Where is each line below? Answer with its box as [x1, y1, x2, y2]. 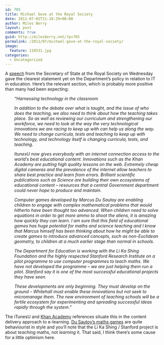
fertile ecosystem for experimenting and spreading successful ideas [14, 299, 152, 305]
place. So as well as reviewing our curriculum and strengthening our [14, 115, 153, 121]
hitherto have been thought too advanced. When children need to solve [14, 207, 159, 213]
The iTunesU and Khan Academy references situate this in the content [5, 314, 147, 320]
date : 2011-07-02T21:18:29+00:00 [5, 16, 73, 21]
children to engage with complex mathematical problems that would [14, 202, 152, 208]
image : [5, 44, 19, 48]
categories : [5, 52, 29, 58]
